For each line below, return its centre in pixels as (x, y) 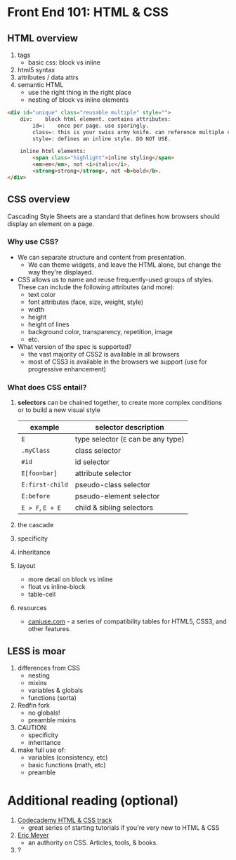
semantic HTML (40, 85)
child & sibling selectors (114, 508)
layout (26, 566)
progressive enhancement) (67, 369)
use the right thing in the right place (80, 92)
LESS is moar (37, 651)
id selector (92, 462)
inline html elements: (53, 152)
